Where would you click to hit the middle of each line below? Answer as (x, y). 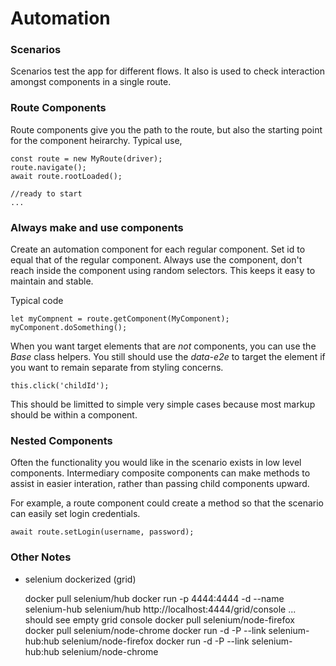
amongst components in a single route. (91, 82)
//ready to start (46, 193)
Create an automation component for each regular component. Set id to (158, 249)
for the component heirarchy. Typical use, (96, 140)
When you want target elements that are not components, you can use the (163, 346)
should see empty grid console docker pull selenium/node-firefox (159, 619)
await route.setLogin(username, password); (102, 532)
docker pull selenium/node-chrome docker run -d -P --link (145, 630)
